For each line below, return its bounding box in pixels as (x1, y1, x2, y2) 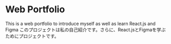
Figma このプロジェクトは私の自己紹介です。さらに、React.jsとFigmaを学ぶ (5, 27, 166, 33)
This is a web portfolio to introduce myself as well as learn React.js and (5, 20, 156, 27)
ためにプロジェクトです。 (5, 33, 59, 39)
